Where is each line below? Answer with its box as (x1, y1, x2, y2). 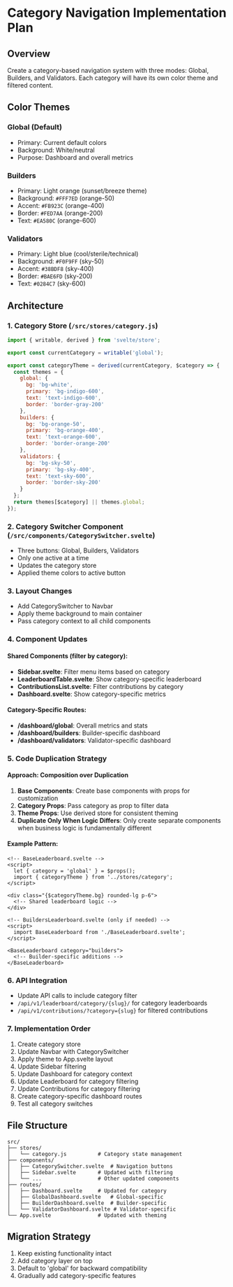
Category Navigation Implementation (7, 5, 227, 21)
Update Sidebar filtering (17, 1062, 87, 1071)
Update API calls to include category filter (17, 992, 137, 1000)
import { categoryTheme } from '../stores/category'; (13, 874, 173, 881)
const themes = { (13, 368, 64, 375)
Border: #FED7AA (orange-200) (17, 209, 103, 217)
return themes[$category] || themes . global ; (13, 499, 145, 506)
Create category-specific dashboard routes (17, 1092, 142, 1100)
